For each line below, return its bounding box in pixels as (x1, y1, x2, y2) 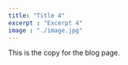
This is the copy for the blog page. (8, 48, 120, 58)
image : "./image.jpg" (8, 26, 83, 34)
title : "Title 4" (8, 11, 66, 20)
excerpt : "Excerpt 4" (8, 19, 83, 27)
